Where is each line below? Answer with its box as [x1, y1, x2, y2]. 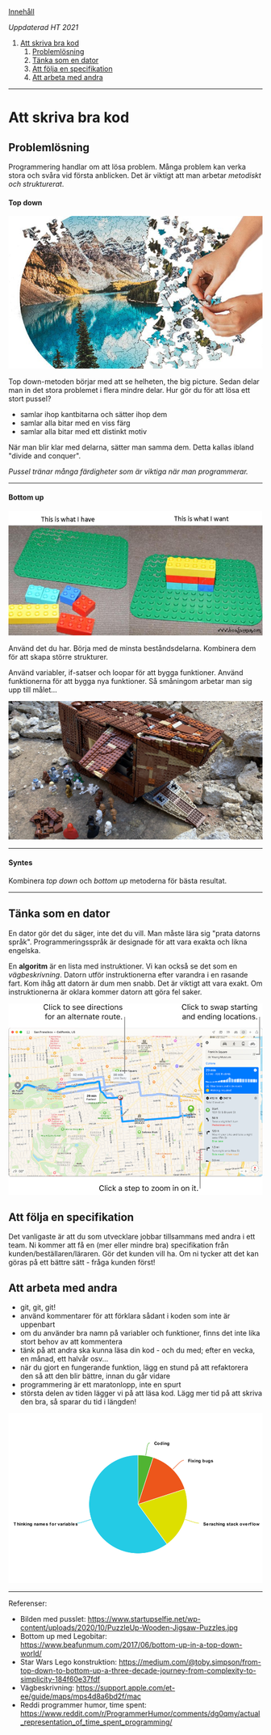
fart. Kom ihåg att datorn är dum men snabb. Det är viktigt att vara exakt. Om [8, 978, 263, 988]
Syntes [8, 858, 33, 867]
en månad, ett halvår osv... [19, 1354, 109, 1364]
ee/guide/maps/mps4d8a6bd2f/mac [19, 1691, 142, 1701]
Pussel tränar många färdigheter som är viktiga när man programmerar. [8, 466, 248, 476]
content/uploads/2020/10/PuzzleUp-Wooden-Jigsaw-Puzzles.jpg [19, 1623, 238, 1632]
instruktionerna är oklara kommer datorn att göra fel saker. [8, 986, 202, 997]
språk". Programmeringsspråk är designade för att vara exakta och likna [8, 937, 248, 947]
